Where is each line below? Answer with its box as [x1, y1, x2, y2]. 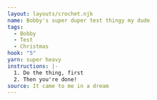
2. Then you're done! [13, 75, 78, 83]
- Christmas [13, 43, 50, 50]
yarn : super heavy [7, 56, 62, 63]
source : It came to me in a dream [7, 82, 110, 89]
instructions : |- [7, 63, 59, 70]
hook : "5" [7, 50, 37, 57]
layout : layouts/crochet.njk [7, 10, 93, 18]
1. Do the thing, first [13, 69, 83, 76]
